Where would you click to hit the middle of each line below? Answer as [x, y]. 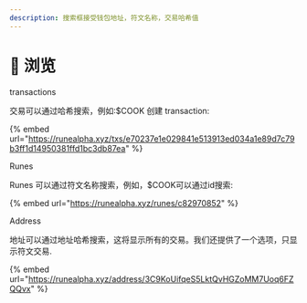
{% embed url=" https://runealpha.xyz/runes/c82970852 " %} [124, 203]
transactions [33, 91]
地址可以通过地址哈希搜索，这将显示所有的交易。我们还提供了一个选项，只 [149, 239]
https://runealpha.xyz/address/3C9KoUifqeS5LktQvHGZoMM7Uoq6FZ [161, 278]
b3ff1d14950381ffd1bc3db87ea [68, 148]
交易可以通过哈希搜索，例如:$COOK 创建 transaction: [110, 110]
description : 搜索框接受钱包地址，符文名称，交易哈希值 [104, 18]
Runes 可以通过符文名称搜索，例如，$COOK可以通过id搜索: [122, 184]
